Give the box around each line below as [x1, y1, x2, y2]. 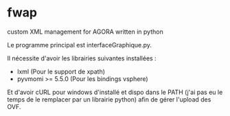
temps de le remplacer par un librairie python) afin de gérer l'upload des [7, 95, 211, 104]
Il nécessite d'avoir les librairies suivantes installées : [7, 54, 157, 62]
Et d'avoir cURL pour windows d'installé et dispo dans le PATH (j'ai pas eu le [7, 88, 223, 96]
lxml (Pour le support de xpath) [16, 67, 105, 76]
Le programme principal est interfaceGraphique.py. [7, 40, 152, 49]
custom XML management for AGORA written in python [7, 27, 163, 36]
